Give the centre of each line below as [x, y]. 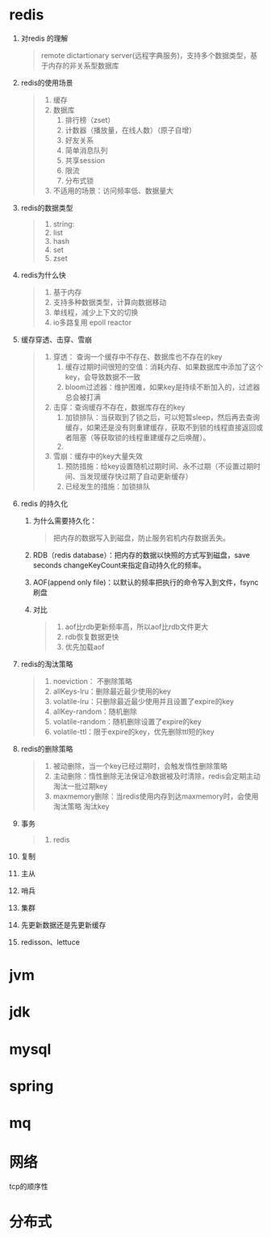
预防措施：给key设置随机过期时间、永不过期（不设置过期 [159, 466]
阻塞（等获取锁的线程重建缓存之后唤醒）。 [141, 437]
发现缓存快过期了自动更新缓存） [140, 476]
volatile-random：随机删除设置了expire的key [127, 721]
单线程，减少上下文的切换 [96, 312]
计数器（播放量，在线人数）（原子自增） [131, 130]
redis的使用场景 [47, 82]
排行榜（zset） [90, 120]
